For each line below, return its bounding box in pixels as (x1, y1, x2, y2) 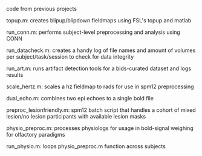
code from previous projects (6, 5, 77, 12)
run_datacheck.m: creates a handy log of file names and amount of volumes (6, 47, 196, 54)
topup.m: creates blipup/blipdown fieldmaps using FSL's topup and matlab (6, 17, 192, 24)
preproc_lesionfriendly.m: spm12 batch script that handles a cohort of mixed (6, 106, 197, 114)
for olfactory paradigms (6, 131, 65, 138)
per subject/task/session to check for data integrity (6, 53, 134, 60)
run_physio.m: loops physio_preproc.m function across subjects (6, 143, 166, 150)
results (6, 71, 24, 78)
